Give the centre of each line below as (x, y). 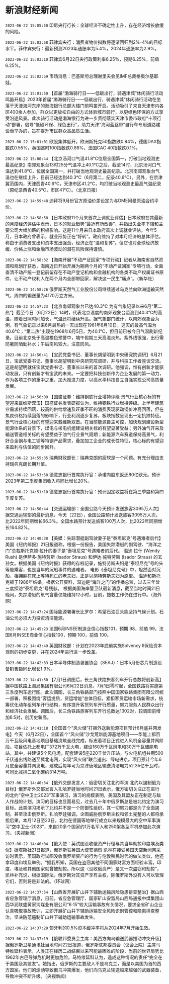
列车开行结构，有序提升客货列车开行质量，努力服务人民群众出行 (98, 704)
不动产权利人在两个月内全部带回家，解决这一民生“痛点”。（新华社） (88, 278)
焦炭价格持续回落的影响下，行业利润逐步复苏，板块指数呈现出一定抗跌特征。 (84, 415)
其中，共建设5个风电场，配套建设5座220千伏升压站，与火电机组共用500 (89, 753)
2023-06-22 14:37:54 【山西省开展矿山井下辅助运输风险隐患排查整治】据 (80, 892)
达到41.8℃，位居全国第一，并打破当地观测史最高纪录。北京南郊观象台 (82, 171)
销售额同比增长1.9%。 (32, 669)
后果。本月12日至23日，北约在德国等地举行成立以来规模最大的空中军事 (83, 820)
